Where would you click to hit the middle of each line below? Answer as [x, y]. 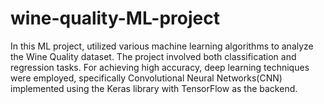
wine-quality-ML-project [115, 18]
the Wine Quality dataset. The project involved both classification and [153, 56]
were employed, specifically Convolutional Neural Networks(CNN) [146, 78]
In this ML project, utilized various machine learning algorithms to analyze [162, 46]
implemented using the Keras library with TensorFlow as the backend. [154, 88]
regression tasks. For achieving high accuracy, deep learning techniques [160, 67]
